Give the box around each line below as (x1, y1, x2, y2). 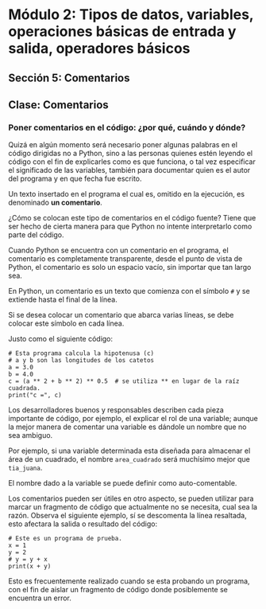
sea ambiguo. (8, 431, 53, 440)
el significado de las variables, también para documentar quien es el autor (8, 166, 251, 175)
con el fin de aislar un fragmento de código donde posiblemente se (8, 585, 229, 595)
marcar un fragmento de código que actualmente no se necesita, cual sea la (8, 502, 258, 512)
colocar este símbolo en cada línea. (8, 318, 125, 328)
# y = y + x (8, 556, 48, 564)
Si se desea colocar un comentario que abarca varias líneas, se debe (8, 310, 234, 320)
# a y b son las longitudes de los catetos (8, 357, 155, 365)
